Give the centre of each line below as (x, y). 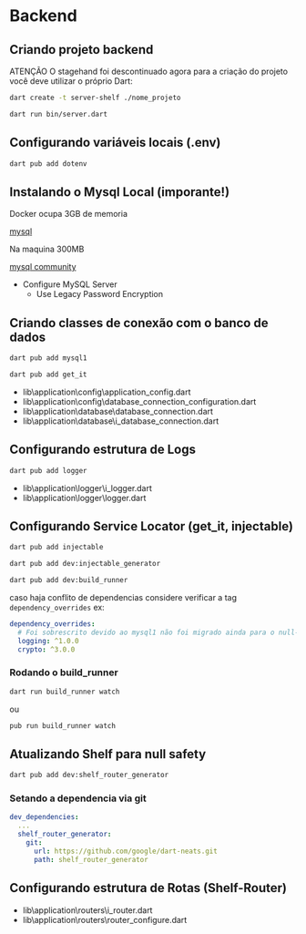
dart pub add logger (49, 470)
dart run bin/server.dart (58, 114)
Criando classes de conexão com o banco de (139, 323)
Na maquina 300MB (47, 249)
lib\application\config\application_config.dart (107, 392)
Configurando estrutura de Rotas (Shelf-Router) (148, 888)
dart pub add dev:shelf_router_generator (89, 775)
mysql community (43, 267)
